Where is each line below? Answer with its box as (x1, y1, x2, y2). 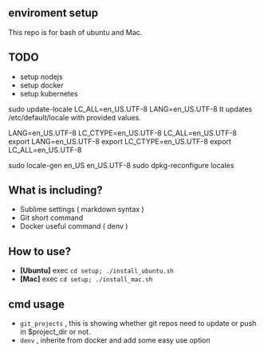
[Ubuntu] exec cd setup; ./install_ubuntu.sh (19, 266, 174, 276)
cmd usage (8, 297, 65, 311)
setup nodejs (19, 72, 63, 81)
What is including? (8, 183, 104, 198)
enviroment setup (8, 6, 99, 20)
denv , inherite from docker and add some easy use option (19, 335, 211, 345)
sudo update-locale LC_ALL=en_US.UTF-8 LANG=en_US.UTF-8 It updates (8, 104, 253, 114)
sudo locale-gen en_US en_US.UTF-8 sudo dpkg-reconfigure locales (8, 160, 234, 170)
